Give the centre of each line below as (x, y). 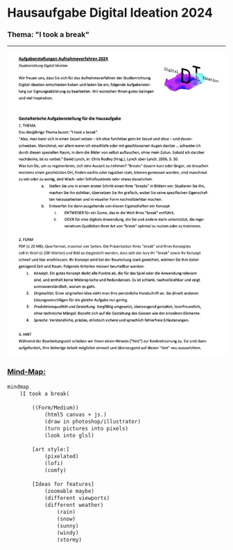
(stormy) (69, 540)
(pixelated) (61, 457)
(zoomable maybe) (69, 492)
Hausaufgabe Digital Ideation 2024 (110, 13)
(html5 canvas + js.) (76, 415)
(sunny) (68, 526)
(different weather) (74, 505)
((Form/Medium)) (55, 408)
